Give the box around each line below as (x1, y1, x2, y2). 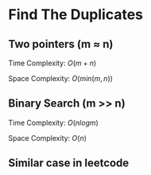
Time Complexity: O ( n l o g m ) (8, 118, 99, 127)
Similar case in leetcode (8, 157, 130, 170)
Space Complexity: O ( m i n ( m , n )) (8, 74, 114, 83)
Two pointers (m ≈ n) (8, 37, 114, 51)
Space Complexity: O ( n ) (8, 133, 87, 142)
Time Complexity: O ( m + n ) (8, 58, 97, 68)
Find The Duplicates (8, 6, 143, 24)
